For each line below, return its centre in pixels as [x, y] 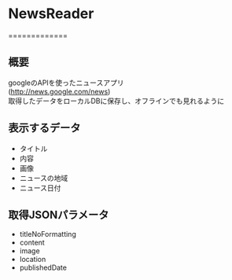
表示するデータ [44, 128]
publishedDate [43, 267]
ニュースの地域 [44, 178]
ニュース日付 [40, 188]
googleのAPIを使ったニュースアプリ [66, 83]
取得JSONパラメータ [59, 214]
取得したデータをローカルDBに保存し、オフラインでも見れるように [116, 101]
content [32, 243]
